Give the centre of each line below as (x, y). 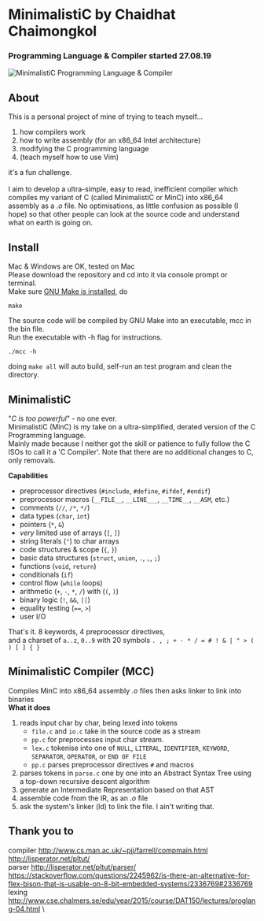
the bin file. (26, 329)
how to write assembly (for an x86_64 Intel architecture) (110, 140)
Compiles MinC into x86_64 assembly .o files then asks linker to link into (125, 690)
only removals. (32, 460)
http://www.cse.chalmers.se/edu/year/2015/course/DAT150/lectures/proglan (132, 901)
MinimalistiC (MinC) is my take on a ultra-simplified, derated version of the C (132, 426)
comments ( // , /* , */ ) (55, 507)
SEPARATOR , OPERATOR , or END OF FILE (89, 756)
